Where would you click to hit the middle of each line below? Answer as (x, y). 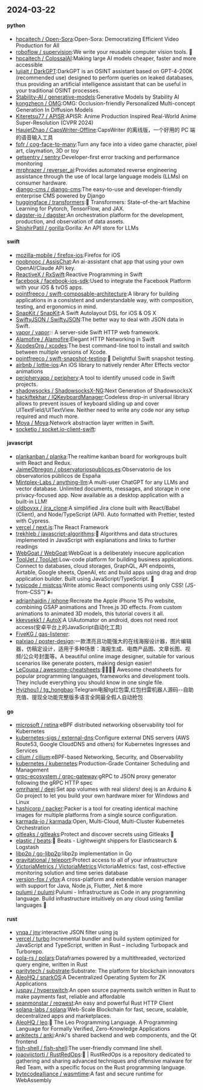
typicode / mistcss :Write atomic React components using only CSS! (99, 585)
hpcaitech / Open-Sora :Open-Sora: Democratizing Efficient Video (97, 39)
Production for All (37, 45)
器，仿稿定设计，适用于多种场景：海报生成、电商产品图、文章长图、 (100, 649)
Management (32, 770)
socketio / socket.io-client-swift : (56, 429)
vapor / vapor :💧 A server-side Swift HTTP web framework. (88, 332)
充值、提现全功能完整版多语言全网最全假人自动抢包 (79, 697)
